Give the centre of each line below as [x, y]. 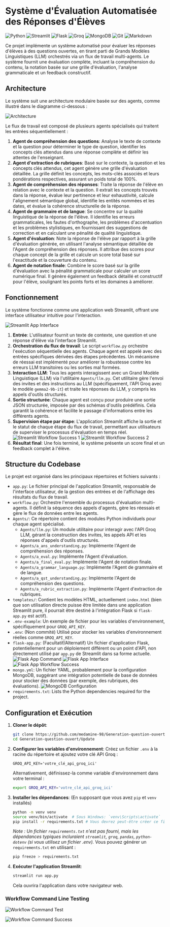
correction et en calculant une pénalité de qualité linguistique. [77, 233]
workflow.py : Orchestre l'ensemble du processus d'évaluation [77, 503]
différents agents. [31, 416]
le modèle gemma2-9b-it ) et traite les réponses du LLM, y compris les [84, 389]
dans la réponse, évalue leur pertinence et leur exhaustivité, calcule [83, 195]
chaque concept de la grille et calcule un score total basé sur [76, 255]
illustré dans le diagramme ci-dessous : [46, 106]
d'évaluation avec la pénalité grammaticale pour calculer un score [81, 271]
